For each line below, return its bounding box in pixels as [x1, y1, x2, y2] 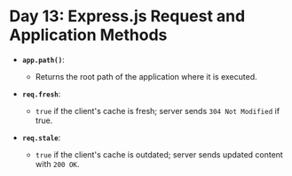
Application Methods [9, 25, 168, 45]
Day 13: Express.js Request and [9, 6, 246, 27]
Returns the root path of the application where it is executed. [35, 71, 257, 81]
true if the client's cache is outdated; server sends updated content [35, 149, 284, 160]
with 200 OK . [35, 158, 80, 169]
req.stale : [21, 132, 61, 142]
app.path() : [21, 54, 65, 65]
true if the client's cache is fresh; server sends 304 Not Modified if [35, 105, 280, 116]
